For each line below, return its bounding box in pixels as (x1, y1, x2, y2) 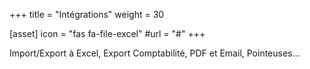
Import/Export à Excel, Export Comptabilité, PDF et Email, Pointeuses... (9, 47, 301, 59)
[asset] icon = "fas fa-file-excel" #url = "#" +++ (9, 28, 206, 39)
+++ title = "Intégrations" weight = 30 (9, 9, 165, 20)
